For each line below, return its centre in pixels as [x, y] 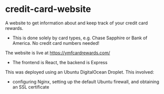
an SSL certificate [31, 87]
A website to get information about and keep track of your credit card [76, 23]
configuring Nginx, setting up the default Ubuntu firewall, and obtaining [86, 82]
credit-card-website [48, 9]
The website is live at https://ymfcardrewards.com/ [58, 53]
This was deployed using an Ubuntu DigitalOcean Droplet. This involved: [79, 72]
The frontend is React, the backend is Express [60, 62]
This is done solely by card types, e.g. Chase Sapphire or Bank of [80, 38]
